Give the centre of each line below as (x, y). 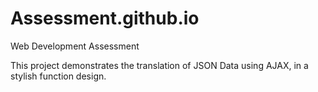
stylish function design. (58, 76)
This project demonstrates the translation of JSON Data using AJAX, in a (159, 65)
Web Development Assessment (75, 46)
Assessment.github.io (105, 18)
